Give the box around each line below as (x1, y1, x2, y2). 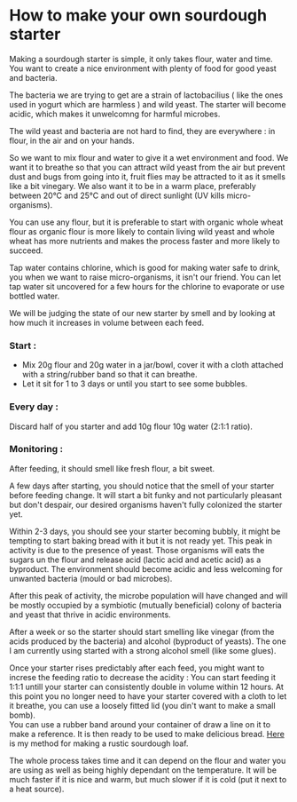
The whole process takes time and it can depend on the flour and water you (9, 755, 286, 766)
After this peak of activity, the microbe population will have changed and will (9, 590, 288, 600)
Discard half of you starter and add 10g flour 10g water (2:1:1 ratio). (9, 421, 253, 432)
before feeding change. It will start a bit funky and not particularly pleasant (9, 489, 282, 500)
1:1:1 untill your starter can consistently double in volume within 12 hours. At (9, 681, 284, 692)
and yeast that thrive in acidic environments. (9, 609, 171, 620)
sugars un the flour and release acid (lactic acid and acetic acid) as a (9, 554, 262, 565)
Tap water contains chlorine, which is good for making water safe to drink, (9, 262, 281, 273)
